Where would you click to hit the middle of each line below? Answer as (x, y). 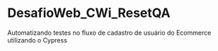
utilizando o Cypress (37, 40)
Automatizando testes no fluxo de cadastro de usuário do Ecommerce (109, 33)
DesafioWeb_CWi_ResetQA (89, 13)
